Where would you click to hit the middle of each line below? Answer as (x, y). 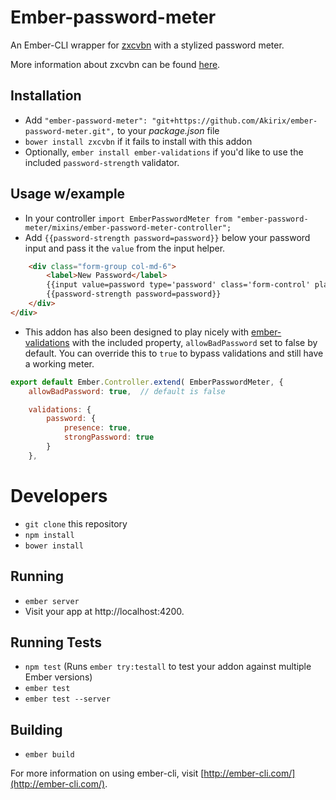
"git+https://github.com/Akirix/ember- (234, 121)
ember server (52, 601)
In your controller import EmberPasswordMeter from (128, 218)
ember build (49, 755)
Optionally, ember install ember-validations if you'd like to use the (164, 152)
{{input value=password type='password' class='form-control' (178, 285)
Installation (46, 96)
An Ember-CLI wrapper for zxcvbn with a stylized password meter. (147, 45)
